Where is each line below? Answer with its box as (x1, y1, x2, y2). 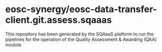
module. (5, 41, 23, 47)
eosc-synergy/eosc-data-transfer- (5, 4, 157, 15)
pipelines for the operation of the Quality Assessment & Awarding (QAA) (5, 36, 157, 42)
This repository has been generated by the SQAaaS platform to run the (5, 31, 154, 37)
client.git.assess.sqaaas (5, 14, 112, 26)
